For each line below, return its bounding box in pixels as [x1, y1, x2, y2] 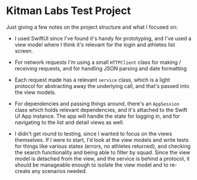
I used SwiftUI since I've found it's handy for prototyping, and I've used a [14, 35, 192, 42]
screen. [14, 47, 34, 54]
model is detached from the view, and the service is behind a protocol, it [14, 155, 190, 162]
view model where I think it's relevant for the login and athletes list [14, 41, 175, 48]
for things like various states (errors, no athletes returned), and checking [14, 142, 191, 150]
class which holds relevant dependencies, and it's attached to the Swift [14, 106, 188, 113]
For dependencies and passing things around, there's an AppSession [14, 100, 179, 107]
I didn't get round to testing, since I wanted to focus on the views [14, 130, 172, 137]
